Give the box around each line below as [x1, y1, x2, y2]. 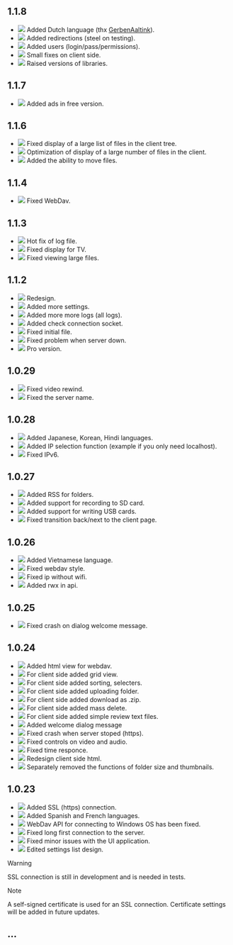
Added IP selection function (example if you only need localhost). [26, 442, 217, 450]
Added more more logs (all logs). [26, 311, 123, 319]
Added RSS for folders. [26, 491, 94, 499]
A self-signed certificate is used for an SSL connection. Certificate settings [7, 900, 227, 908]
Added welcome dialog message [26, 720, 123, 729]
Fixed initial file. [26, 328, 72, 336]
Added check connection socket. [26, 319, 123, 328]
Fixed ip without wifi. [26, 573, 87, 581]
